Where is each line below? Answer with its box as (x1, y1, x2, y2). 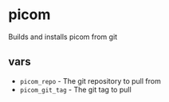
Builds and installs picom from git (8, 32, 118, 41)
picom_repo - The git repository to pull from (19, 76, 161, 85)
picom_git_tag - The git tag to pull (19, 84, 132, 94)
